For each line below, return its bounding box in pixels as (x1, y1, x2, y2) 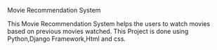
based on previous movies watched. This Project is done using (7, 27, 189, 35)
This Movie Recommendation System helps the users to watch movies (7, 20, 211, 27)
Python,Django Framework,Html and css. (7, 35, 126, 43)
